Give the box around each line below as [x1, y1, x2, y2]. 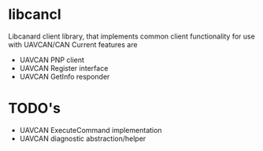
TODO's [8, 100, 61, 117]
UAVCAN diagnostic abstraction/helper [19, 134, 146, 143]
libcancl [8, 6, 61, 24]
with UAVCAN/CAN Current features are [8, 39, 138, 49]
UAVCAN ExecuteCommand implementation [19, 125, 163, 134]
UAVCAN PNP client [19, 55, 85, 64]
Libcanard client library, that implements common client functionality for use [8, 31, 256, 41]
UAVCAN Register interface [19, 63, 109, 72]
